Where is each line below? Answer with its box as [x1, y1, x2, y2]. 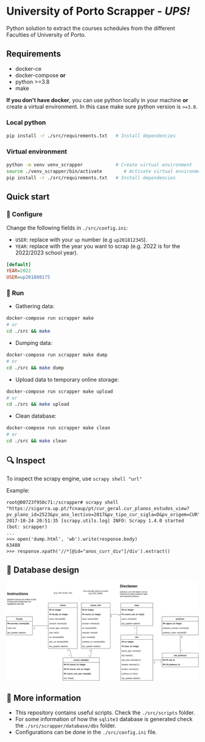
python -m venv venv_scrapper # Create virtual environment [6, 162, 192, 168]
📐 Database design [6, 565, 79, 576]
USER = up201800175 [6, 274, 51, 281]
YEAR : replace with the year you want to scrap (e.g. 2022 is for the [15, 242, 181, 250]
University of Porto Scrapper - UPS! [6, 4, 190, 18]
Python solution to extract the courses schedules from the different [6, 24, 175, 32]
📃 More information [6, 692, 81, 703]
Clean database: [15, 412, 57, 420]
